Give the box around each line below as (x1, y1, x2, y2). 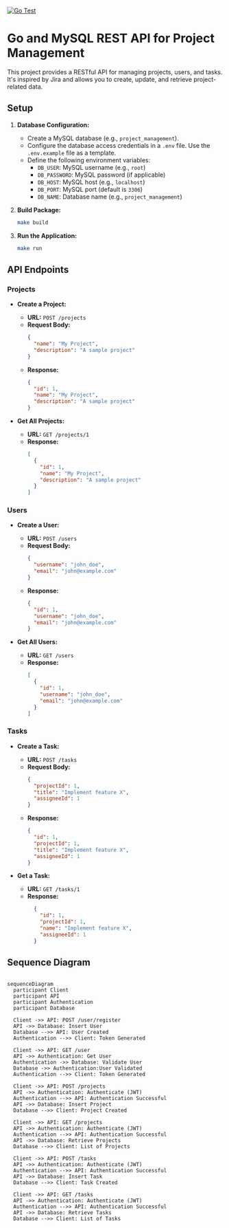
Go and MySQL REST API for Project (7, 31, 215, 46)
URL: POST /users (27, 534, 77, 542)
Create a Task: (16, 742, 60, 750)
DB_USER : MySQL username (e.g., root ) (37, 163, 146, 171)
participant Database (13, 1005, 75, 1012)
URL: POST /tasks (27, 755, 77, 763)
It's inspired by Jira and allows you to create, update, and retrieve (7, 75, 193, 83)
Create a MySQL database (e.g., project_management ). (27, 134, 180, 142)
